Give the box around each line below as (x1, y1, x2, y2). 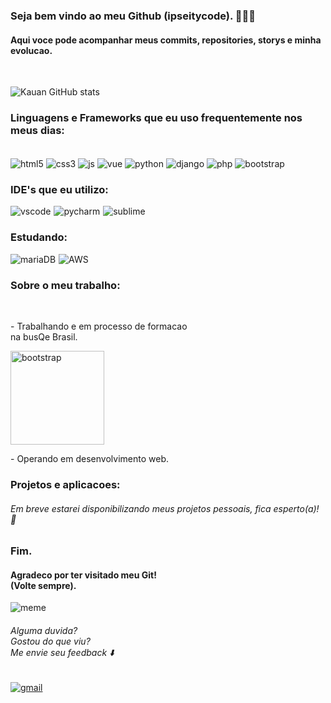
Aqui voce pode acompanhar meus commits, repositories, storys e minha (10, 34, 322, 46)
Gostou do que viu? (10, 635, 91, 647)
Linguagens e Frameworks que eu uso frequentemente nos (10, 111, 303, 125)
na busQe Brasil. (10, 330, 78, 343)
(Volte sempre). (10, 579, 77, 591)
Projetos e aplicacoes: (10, 477, 121, 491)
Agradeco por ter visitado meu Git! (10, 569, 157, 581)
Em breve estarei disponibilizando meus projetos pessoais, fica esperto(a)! (10, 502, 320, 514)
